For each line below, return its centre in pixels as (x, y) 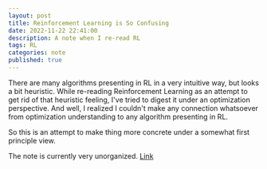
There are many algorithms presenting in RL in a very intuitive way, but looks (133, 83)
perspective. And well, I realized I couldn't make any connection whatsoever (133, 108)
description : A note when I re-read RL (75, 38)
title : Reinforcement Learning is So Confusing (89, 23)
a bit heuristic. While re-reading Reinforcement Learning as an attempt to (128, 91)
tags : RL (23, 45)
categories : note (37, 53)
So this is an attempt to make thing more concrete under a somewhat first (129, 132)
